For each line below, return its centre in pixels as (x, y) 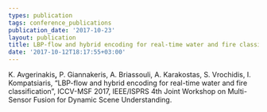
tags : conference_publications (60, 23)
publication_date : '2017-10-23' (62, 30)
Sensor (20, 100)
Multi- (238, 91)
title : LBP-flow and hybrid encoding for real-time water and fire (122, 45)
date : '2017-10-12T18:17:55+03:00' (67, 52)
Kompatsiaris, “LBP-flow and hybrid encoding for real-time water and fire (128, 83)
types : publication (41, 15)
